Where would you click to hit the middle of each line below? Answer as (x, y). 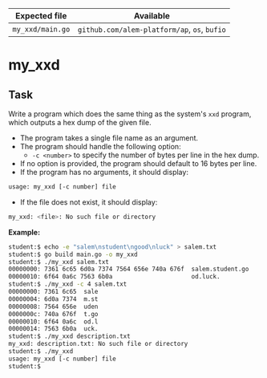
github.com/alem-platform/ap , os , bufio (152, 29)
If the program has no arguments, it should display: (104, 172)
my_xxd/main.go (41, 29)
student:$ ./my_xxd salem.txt (59, 262)
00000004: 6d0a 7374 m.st (53, 299)
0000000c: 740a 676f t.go (53, 314)
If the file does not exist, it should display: (89, 202)
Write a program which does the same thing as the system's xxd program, (130, 114)
